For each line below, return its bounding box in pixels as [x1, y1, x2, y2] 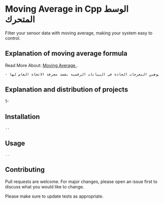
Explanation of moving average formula [5, 49, 128, 58]
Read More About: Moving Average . [5, 62, 78, 68]
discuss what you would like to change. [5, 183, 84, 189]
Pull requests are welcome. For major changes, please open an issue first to [5, 179, 158, 184]
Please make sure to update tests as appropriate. [5, 193, 104, 199]
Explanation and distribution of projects [5, 86, 128, 94]
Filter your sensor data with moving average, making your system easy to [5, 30, 153, 36]
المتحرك [5, 14, 35, 25]
